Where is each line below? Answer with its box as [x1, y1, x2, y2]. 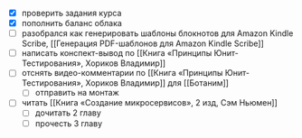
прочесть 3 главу [34, 117, 103, 129]
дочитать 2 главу [34, 107, 101, 118]
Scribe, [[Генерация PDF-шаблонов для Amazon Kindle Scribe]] [21, 38, 264, 49]
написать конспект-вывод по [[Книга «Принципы [21, 48, 212, 59]
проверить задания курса [21, 8, 122, 18]
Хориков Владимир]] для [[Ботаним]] [85, 78, 230, 88]
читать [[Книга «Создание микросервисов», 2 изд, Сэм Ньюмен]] [21, 97, 278, 108]
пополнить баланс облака [21, 18, 123, 29]
